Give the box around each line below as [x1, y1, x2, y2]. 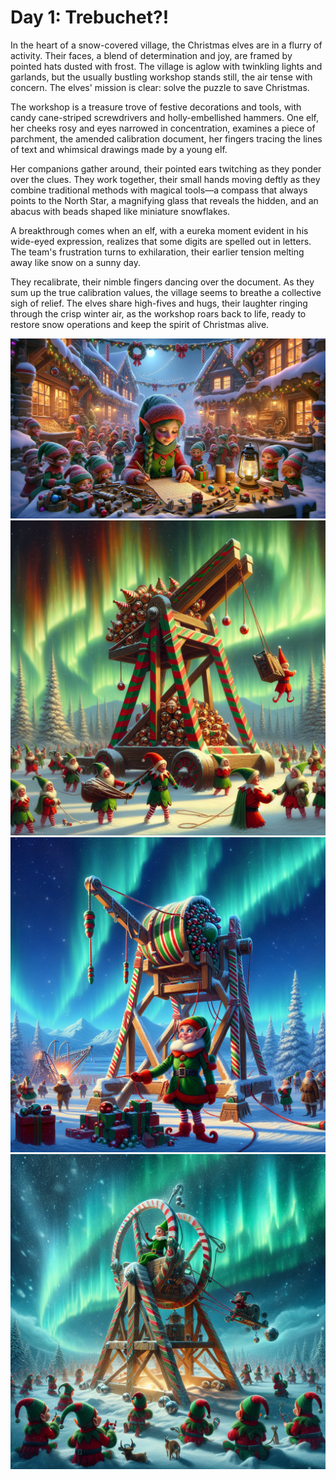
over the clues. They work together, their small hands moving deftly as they [10, 173, 321, 185]
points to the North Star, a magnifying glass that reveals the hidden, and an [10, 194, 319, 206]
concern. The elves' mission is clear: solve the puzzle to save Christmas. [10, 81, 310, 93]
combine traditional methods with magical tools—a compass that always [10, 184, 308, 196]
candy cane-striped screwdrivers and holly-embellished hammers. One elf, [10, 111, 319, 123]
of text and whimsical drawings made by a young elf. [10, 143, 228, 155]
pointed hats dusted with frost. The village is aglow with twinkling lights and [10, 60, 323, 72]
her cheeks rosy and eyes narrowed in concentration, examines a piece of [10, 122, 316, 134]
